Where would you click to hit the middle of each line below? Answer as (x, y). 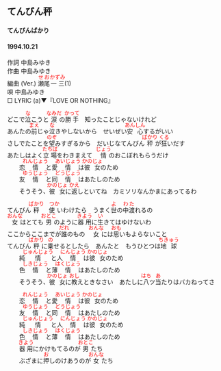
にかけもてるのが (57, 349)
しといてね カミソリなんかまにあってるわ (137, 191)
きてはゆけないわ (127, 222)
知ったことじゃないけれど (121, 119)
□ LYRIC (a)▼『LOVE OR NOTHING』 (61, 101)
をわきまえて (75, 155)
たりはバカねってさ (188, 282)
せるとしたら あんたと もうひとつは (107, 246)
